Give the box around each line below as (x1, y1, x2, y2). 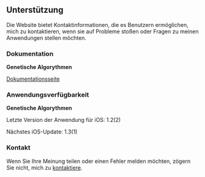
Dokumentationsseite (6, 75, 60, 83)
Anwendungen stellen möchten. (6, 34, 87, 42)
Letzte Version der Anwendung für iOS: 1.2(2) (6, 116, 121, 124)
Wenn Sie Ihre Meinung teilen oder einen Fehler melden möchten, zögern (6, 157, 191, 165)
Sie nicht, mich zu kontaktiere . (6, 164, 83, 171)
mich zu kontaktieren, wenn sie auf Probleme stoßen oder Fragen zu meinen (6, 28, 199, 35)
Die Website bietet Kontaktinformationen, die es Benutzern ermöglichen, (6, 21, 188, 28)
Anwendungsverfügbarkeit (6, 91, 89, 99)
